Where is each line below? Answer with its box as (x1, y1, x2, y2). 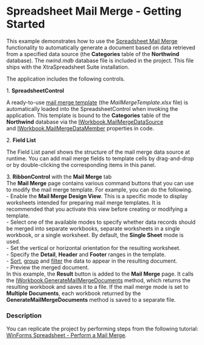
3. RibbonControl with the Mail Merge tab (6, 172, 112, 180)
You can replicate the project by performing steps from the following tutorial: (6, 325, 199, 333)
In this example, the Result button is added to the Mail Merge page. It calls (6, 270, 194, 277)
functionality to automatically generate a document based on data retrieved (6, 44, 196, 51)
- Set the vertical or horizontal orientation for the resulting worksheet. (6, 244, 181, 251)
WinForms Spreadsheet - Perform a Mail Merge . (6, 332, 127, 339)
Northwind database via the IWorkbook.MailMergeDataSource (6, 118, 164, 126)
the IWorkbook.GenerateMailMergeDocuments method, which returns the (6, 276, 191, 284)
